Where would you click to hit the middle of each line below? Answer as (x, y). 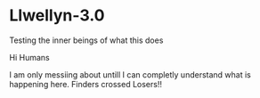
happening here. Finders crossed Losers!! (86, 84)
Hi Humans (30, 57)
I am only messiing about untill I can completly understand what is (130, 74)
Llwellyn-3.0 (57, 16)
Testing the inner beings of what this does (86, 40)
